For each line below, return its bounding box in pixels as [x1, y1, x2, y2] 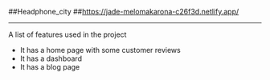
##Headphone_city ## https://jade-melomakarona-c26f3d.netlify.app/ [8, 7, 239, 16]
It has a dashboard [19, 54, 83, 63]
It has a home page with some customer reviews [19, 46, 181, 54]
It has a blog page [19, 62, 80, 71]
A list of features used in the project [8, 30, 127, 39]
